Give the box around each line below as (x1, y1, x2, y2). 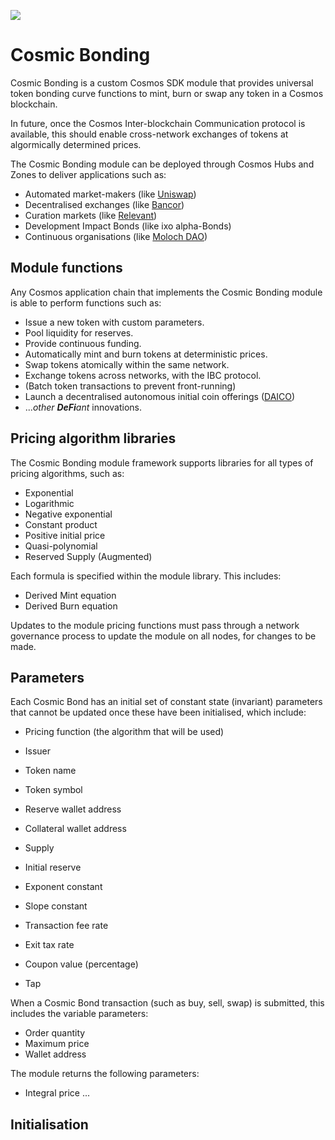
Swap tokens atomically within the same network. (24, 358, 230, 370)
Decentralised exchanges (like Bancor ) (24, 198, 185, 210)
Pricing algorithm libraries (10, 430, 177, 447)
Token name (24, 765, 77, 777)
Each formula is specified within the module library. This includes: (10, 570, 282, 582)
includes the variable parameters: (10, 1008, 149, 1020)
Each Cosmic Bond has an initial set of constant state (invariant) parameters (10, 696, 323, 708)
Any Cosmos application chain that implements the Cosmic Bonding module (10, 286, 323, 298)
